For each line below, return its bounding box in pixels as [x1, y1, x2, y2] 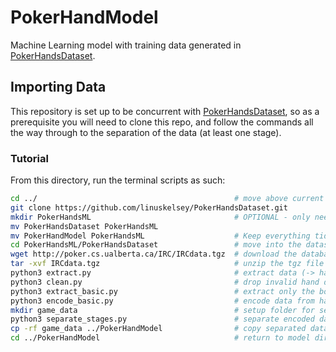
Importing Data [10, 79, 107, 96]
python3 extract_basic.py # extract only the [10, 286, 315, 296]
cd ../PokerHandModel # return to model [10, 333, 311, 343]
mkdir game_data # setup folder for [10, 305, 315, 315]
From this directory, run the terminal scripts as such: [10, 174, 226, 186]
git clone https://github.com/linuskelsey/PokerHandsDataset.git [10, 202, 288, 213]
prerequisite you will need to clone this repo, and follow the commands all [10, 116, 314, 128]
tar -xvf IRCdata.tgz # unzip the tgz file [10, 259, 325, 269]
